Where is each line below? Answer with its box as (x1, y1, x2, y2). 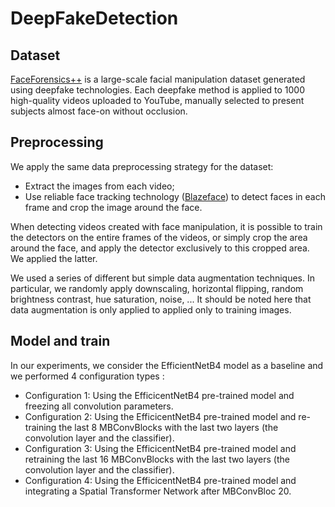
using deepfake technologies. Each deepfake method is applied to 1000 (10, 84, 306, 96)
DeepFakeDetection (10, 7, 179, 30)
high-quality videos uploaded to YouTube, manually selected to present (10, 95, 305, 106)
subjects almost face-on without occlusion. (10, 105, 188, 117)
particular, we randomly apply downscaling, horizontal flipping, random (10, 282, 304, 294)
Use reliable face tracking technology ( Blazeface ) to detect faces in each (24, 190, 326, 202)
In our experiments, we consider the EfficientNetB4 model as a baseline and (10, 359, 324, 371)
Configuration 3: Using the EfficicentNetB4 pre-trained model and (24, 442, 297, 454)
